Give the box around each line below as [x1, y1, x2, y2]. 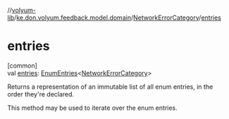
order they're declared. [7, 89, 75, 98]
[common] [7, 61, 37, 70]
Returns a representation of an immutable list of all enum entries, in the [7, 82, 213, 91]
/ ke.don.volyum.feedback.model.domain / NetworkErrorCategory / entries [13, 13, 222, 22]
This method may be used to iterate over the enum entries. [7, 104, 178, 112]
